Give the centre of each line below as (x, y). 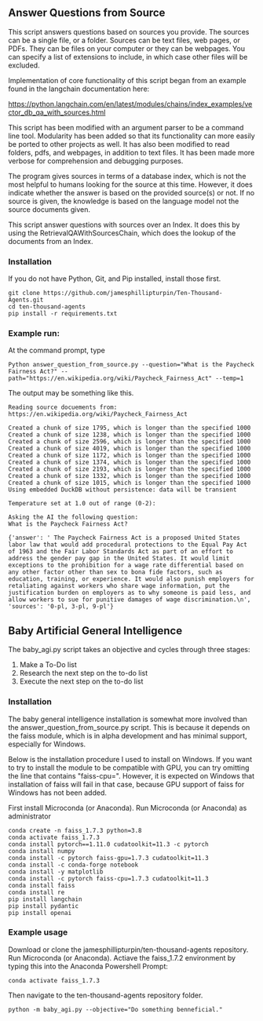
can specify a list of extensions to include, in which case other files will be (128, 57)
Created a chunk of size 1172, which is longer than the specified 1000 (130, 456)
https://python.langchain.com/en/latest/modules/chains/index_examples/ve (130, 104)
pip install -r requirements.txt (63, 314)
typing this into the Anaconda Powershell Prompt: (88, 966)
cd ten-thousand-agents (47, 307)
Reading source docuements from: (63, 407)
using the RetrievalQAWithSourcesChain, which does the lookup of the (122, 233)
